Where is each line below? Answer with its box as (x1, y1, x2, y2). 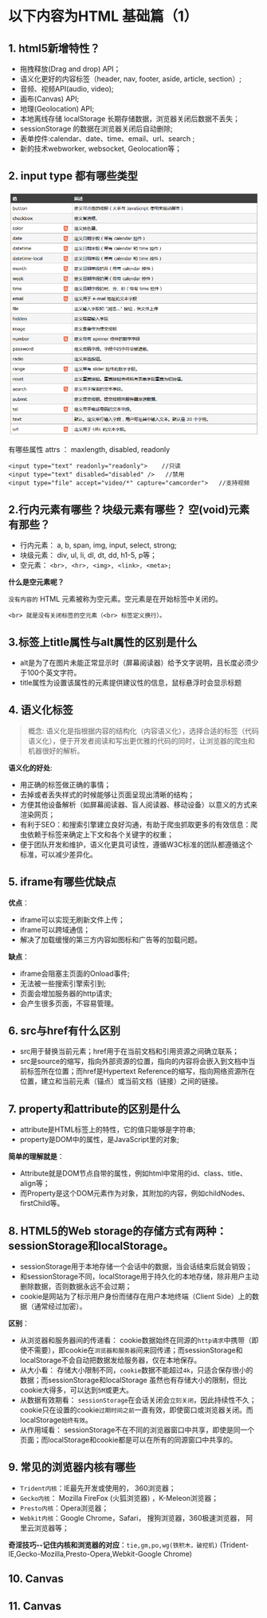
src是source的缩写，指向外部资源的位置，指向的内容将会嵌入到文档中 (19, 1057, 249, 1066)
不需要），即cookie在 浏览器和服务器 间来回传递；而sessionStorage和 (26, 1345, 243, 1355)
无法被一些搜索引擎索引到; (19, 978, 107, 988)
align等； (19, 1179, 50, 1188)
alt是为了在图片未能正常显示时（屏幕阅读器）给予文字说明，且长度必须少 (19, 658, 259, 667)
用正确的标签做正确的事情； (19, 780, 112, 789)
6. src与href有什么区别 (8, 1023, 121, 1037)
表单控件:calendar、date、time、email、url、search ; (19, 134, 195, 143)
